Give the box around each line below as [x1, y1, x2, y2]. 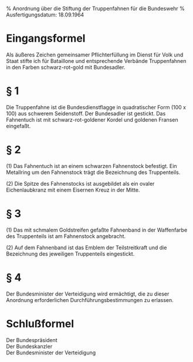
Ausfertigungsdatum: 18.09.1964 [6, 11, 84, 18]
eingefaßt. [6, 122, 31, 129]
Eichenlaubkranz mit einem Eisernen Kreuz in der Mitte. [6, 186, 140, 193]
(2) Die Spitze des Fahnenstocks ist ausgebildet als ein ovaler [6, 180, 155, 187]
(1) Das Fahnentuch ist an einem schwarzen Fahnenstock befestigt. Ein [6, 162, 177, 169]
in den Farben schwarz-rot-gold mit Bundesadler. [6, 63, 126, 71]
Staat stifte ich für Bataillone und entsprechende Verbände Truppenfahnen [6, 57, 187, 64]
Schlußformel [6, 317, 75, 330]
